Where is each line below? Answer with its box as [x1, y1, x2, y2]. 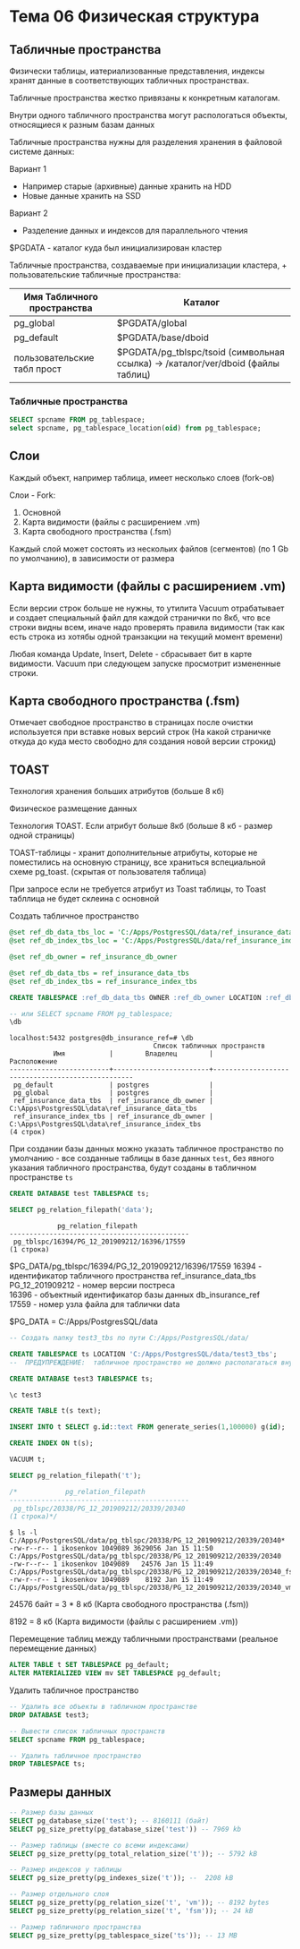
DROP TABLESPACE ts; [9, 1759, 87, 1769]
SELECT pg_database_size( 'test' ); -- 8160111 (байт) [9, 1816, 210, 1825]
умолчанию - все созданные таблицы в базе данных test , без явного [9, 1153, 275, 1164]
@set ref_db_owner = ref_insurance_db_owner [9, 953, 178, 962]
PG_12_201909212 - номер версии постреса [9, 1280, 176, 1291]
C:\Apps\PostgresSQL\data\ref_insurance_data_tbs [9, 1104, 198, 1114]
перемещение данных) [9, 1643, 97, 1654]
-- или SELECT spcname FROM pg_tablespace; [9, 1009, 174, 1018]
